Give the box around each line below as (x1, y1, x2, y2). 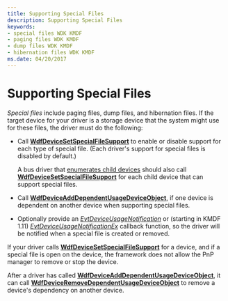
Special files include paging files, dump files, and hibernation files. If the (7, 109, 214, 117)
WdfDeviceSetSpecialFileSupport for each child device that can (17, 172, 204, 181)
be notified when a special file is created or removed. (17, 229, 170, 238)
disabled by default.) (17, 151, 76, 160)
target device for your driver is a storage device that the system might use (7, 116, 220, 124)
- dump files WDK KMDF (7, 43, 73, 49)
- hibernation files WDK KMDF (7, 49, 95, 56)
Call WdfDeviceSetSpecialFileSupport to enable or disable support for (17, 137, 221, 145)
